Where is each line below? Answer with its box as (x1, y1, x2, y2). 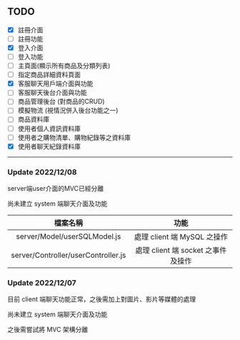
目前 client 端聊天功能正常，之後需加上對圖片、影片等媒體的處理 (7, 295, 196, 304)
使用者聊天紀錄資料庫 (17, 142, 81, 151)
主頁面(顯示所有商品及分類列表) (17, 61, 111, 70)
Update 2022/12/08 (7, 167, 77, 177)
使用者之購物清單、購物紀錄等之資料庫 (17, 133, 131, 141)
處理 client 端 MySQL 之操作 (134, 231, 229, 241)
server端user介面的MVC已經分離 (7, 184, 104, 192)
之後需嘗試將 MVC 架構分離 (7, 325, 88, 334)
